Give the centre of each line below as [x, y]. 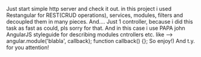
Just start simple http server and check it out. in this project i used [89, 9]
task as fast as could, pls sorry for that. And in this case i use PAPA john [96, 28]
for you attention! [28, 47]
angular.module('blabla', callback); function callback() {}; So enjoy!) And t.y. [101, 41]
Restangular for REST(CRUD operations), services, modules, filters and [95, 15]
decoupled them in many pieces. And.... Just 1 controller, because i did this [100, 22]
